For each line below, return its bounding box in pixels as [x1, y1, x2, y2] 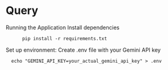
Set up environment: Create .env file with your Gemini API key [5, 46, 161, 54]
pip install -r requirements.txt [21, 35, 108, 41]
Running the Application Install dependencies [5, 24, 120, 31]
